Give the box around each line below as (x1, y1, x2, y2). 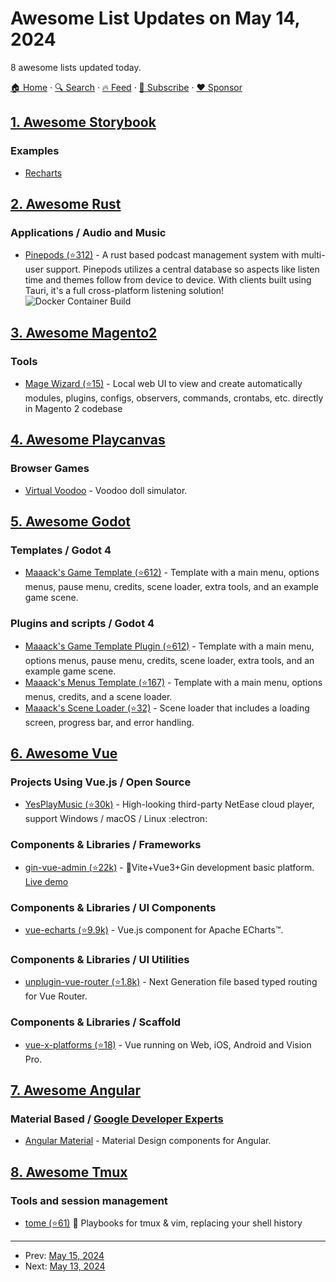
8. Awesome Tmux (10, 1163, 128, 1181)
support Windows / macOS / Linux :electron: (24, 813, 208, 825)
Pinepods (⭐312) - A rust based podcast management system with (24, 249, 300, 261)
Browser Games (10, 462, 90, 476)
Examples (10, 144, 60, 158)
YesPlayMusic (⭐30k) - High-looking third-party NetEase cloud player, (24, 798, 315, 811)
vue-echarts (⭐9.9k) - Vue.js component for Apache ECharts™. (24, 923, 284, 936)
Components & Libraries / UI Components (10, 900, 217, 914)
